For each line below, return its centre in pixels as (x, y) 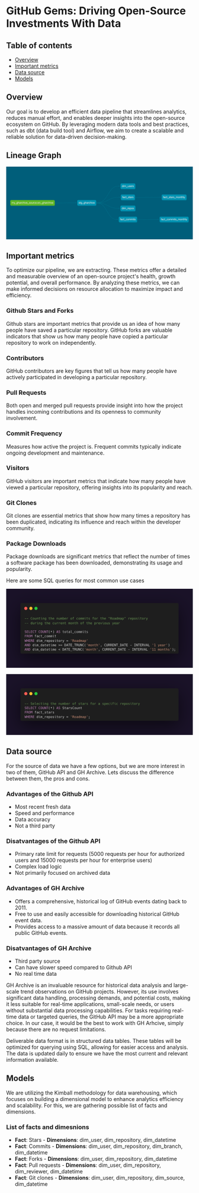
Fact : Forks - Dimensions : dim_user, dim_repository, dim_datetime (96, 1159)
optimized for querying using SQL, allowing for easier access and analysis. (97, 1047)
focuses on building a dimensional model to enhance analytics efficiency (95, 1099)
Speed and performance (45, 813)
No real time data (36, 973)
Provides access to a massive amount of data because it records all (97, 927)
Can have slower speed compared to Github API (73, 967)
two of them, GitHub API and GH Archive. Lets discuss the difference (90, 772)
